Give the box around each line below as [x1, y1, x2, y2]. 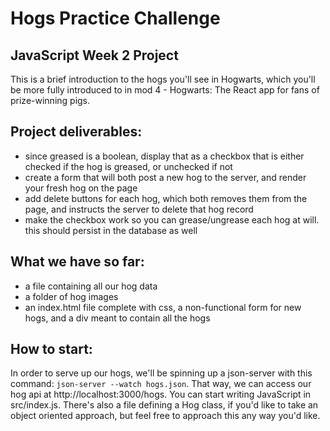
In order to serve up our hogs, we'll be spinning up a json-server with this [10, 367, 313, 379]
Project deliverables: [10, 123, 143, 141]
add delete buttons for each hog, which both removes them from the [24, 192, 308, 204]
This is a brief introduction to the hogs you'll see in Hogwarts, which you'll [10, 73, 316, 85]
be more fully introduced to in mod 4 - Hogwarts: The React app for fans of [10, 84, 320, 96]
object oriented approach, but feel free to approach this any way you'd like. [10, 410, 321, 422]
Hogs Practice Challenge [10, 7, 221, 30]
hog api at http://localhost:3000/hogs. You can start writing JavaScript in [10, 388, 312, 401]
